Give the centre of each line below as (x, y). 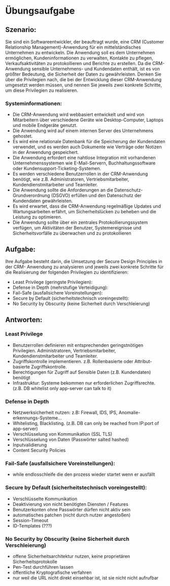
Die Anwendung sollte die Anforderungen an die (63, 190)
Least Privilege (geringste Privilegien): (53, 282)
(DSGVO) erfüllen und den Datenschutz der (96, 196)
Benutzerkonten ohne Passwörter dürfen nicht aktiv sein (72, 509)
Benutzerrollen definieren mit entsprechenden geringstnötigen (78, 345)
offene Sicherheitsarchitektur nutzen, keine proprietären (71, 556)
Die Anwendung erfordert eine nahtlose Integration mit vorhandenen (84, 158)
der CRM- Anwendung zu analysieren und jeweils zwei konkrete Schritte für (84, 267)
